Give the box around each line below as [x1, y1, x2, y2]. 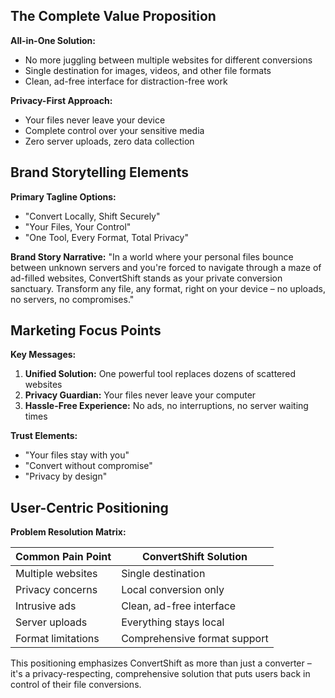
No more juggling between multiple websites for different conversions [24, 54, 313, 66]
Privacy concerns [15, 583, 98, 597]
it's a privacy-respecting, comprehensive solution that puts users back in [10, 668, 311, 680]
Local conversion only [121, 583, 225, 597]
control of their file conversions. [10, 679, 142, 691]
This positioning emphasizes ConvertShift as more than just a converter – [10, 657, 312, 669]
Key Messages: [10, 349, 77, 361]
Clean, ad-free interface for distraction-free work [24, 75, 228, 87]
